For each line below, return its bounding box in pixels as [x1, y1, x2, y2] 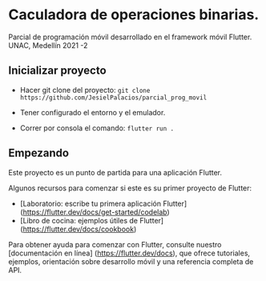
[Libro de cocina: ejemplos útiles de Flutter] [19, 215, 164, 225]
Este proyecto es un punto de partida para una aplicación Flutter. [8, 167, 223, 177]
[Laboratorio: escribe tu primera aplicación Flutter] [19, 199, 187, 208]
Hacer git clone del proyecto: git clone [19, 85, 151, 94]
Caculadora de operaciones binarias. [8, 6, 260, 24]
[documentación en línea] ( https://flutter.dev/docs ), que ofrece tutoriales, [8, 248, 251, 258]
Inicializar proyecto [8, 64, 107, 78]
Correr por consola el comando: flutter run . [19, 122, 175, 133]
